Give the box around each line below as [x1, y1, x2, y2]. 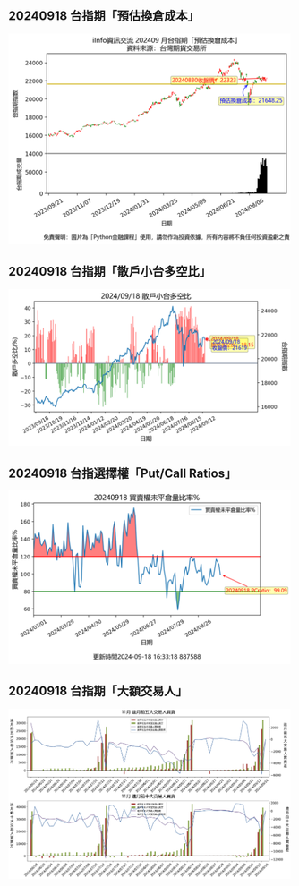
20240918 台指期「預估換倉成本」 [8, 8, 200, 24]
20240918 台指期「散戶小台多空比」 [8, 264, 211, 279]
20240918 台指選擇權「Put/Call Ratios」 [8, 465, 237, 481]
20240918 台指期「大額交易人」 [8, 684, 188, 699]
